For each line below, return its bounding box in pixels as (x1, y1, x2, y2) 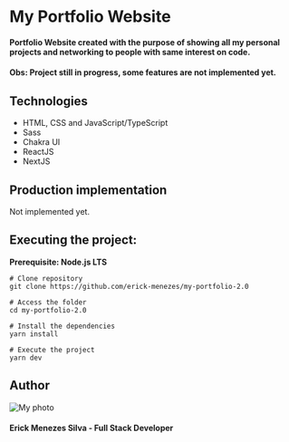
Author (9, 378, 50, 393)
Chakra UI (22, 137, 61, 148)
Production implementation (9, 182, 168, 197)
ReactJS (22, 147, 54, 158)
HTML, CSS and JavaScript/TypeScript (22, 118, 169, 129)
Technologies (9, 93, 89, 109)
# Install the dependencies (9, 322, 116, 331)
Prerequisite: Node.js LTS (9, 256, 107, 267)
